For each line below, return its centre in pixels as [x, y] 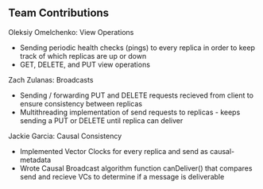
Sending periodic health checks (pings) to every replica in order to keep [137, 48]
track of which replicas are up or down [83, 56]
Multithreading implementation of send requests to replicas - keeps [130, 112]
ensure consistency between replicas [81, 103]
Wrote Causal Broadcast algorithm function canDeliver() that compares [136, 168]
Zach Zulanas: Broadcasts [51, 79]
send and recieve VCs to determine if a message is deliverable [122, 176]
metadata [35, 160]
